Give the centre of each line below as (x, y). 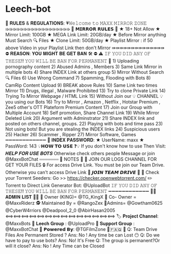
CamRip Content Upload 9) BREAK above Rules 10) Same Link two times (81, 85)
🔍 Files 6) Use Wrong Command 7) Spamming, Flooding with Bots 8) (78, 78)
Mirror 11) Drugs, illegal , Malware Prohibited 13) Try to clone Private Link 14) (85, 91)
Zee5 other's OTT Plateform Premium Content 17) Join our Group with (79, 107)
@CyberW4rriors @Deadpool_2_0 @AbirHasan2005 (60, 210)
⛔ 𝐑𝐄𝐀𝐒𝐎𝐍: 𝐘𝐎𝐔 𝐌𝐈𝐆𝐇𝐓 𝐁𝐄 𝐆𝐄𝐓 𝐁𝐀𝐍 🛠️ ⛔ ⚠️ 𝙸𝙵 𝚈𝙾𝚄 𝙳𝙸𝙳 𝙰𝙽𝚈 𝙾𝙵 (78, 53)
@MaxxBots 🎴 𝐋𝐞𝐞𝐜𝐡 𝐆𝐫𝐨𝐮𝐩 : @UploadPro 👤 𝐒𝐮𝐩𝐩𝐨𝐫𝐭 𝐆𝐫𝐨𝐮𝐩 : (70, 223)
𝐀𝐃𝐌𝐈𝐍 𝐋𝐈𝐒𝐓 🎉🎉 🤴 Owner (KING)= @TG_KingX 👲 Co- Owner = (71, 197)
